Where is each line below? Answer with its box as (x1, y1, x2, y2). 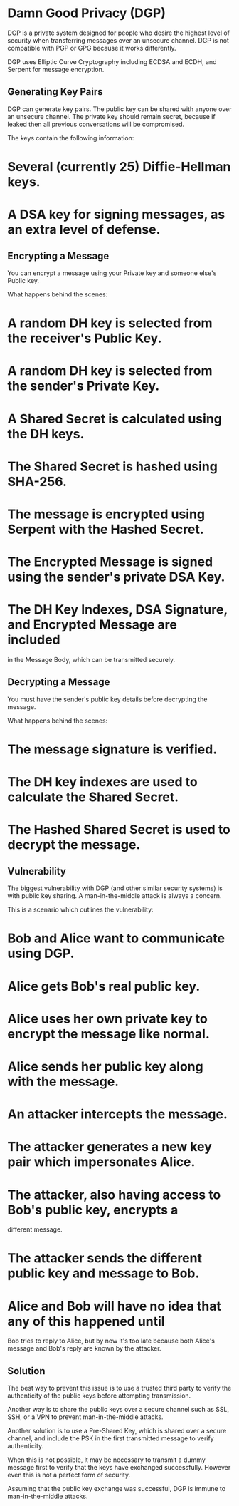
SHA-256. (7, 473, 68, 490)
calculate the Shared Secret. (7, 789, 179, 805)
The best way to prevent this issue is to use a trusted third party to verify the (7, 1384, 232, 1393)
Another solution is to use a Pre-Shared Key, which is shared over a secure (7, 1427, 227, 1435)
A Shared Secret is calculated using (7, 411, 223, 427)
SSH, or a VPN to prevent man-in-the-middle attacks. (7, 1413, 164, 1421)
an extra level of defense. (7, 222, 161, 238)
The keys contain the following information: (7, 133, 134, 142)
